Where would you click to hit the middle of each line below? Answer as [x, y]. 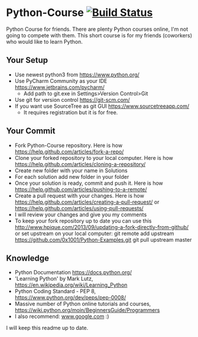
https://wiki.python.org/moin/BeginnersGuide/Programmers [87, 310]
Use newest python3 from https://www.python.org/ [77, 75]
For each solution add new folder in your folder [72, 176]
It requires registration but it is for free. [71, 112]
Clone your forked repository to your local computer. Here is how [94, 158]
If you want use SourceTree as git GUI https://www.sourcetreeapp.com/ [102, 106]
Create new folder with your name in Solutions [71, 170]
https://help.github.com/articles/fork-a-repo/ [69, 152]
